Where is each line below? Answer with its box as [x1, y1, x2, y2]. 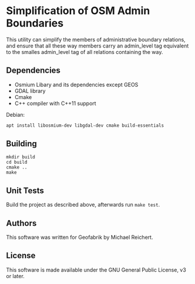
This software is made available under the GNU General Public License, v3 [6, 266, 186, 273]
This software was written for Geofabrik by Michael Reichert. [6, 234, 153, 241]
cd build [6, 160, 28, 165]
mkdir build [6, 154, 35, 160]
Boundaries [6, 16, 63, 30]
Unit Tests [6, 185, 44, 195]
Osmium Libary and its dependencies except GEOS [14, 81, 139, 88]
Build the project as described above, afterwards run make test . [6, 201, 160, 208]
